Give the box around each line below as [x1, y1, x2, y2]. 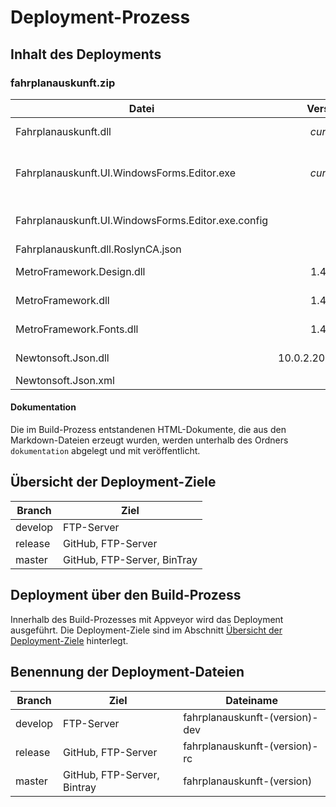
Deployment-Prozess [10, 6, 191, 29]
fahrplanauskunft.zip [10, 76, 116, 90]
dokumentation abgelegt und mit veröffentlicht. [10, 445, 201, 457]
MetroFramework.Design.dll [15, 264, 146, 278]
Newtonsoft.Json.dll [15, 351, 110, 365]
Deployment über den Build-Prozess [10, 587, 242, 604]
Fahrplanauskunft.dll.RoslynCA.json [15, 242, 182, 256]
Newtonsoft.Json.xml [15, 373, 115, 387]
